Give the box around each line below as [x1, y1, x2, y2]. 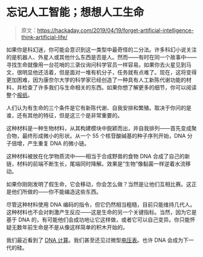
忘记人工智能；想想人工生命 [6, 5, 144, 19]
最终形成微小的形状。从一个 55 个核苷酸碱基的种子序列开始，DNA [22, 132, 186, 139]
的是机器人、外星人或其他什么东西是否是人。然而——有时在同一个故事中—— [6, 53, 197, 60]
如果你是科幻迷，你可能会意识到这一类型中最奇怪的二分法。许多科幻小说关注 [6, 46, 197, 53]
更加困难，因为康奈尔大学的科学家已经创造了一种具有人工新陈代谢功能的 [6, 76, 186, 83]
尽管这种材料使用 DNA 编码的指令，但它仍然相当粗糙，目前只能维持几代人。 [6, 201, 196, 208]
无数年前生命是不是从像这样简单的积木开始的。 [11, 223, 128, 230]
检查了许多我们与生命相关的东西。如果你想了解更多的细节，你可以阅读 [22, 83, 197, 91]
